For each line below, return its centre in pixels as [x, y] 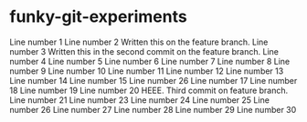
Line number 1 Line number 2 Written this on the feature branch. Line [139, 42]
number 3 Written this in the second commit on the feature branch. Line [144, 51]
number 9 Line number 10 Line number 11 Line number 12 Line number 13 [147, 71]
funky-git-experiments [98, 17]
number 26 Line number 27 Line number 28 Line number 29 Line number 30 [153, 109]
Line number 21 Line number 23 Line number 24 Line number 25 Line [139, 100]
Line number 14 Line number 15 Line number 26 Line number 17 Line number [153, 80]
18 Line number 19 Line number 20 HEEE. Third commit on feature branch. [149, 90]
